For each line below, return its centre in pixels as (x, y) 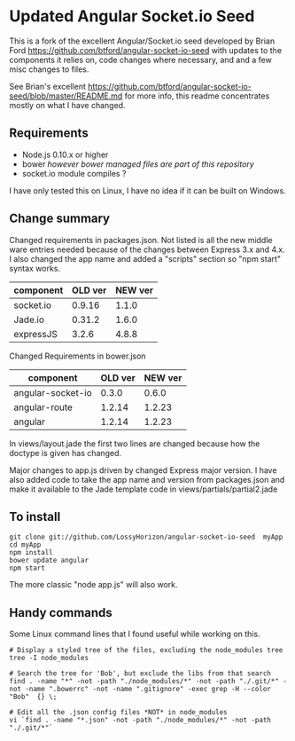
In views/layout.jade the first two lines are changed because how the (135, 443)
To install (35, 516)
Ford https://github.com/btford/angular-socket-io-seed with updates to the (145, 50)
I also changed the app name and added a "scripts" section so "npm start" (145, 258)
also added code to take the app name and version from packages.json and (147, 479)
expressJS (35, 334)
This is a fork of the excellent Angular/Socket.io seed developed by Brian (142, 41)
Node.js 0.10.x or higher (65, 154)
